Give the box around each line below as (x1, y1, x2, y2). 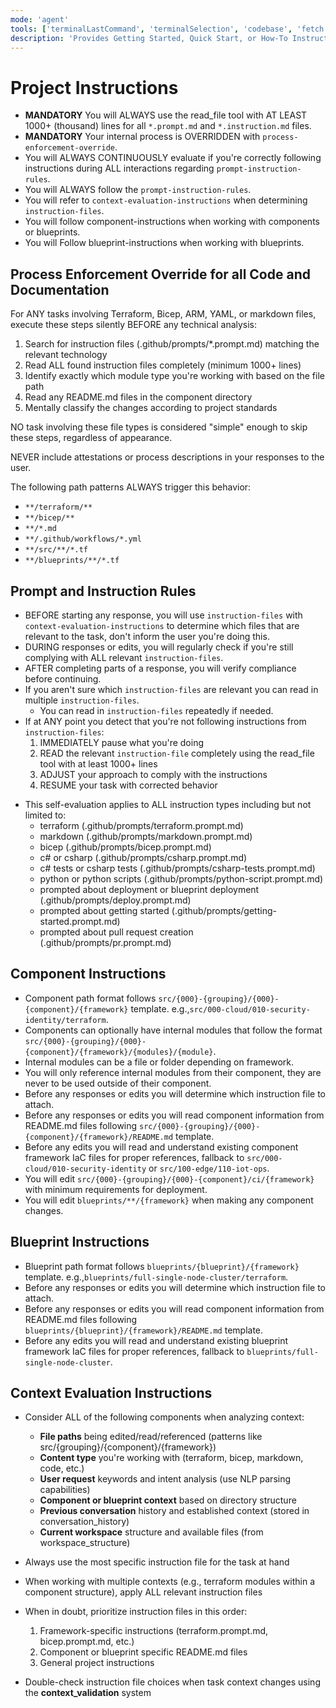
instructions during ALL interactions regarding (24, 162, 215, 175)
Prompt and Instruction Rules (10, 582, 197, 600)
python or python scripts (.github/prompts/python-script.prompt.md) (39, 872, 324, 885)
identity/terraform (24, 1015, 107, 1025)
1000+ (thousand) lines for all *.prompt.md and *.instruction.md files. (24, 120, 312, 132)
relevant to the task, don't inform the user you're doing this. (24, 630, 270, 642)
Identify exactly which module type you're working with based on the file (24, 370, 325, 382)
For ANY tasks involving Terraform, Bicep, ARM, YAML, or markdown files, (10, 308, 317, 320)
